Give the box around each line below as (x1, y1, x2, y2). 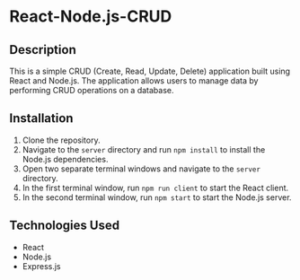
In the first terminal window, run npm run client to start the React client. (22, 182, 289, 193)
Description (9, 42, 76, 57)
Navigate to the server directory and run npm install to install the (22, 144, 266, 154)
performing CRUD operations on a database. (9, 85, 174, 95)
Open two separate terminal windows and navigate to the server (22, 163, 260, 174)
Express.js (22, 260, 61, 271)
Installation (9, 110, 74, 127)
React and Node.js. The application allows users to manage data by (9, 75, 259, 86)
